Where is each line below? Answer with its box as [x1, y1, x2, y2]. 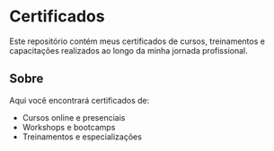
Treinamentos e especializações [22, 131, 142, 142]
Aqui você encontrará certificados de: [9, 95, 150, 105]
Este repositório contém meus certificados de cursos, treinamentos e [9, 36, 265, 46]
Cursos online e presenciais [22, 112, 126, 122]
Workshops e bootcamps [22, 122, 116, 132]
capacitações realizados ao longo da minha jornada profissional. [9, 45, 249, 55]
